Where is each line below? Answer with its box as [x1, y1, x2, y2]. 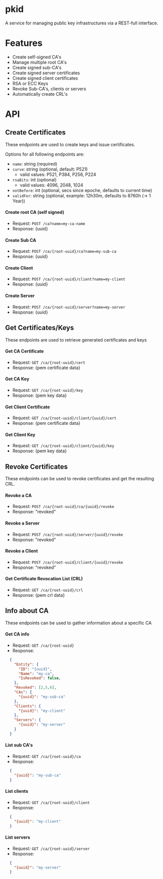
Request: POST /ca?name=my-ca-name [12, 220, 85, 226]
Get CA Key [5, 376, 30, 382]
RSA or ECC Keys [12, 80, 48, 86]
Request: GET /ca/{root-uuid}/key [12, 387, 83, 393]
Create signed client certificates [12, 75, 78, 81]
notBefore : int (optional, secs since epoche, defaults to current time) [12, 187, 153, 193]
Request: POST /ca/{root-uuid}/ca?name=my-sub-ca [12, 248, 117, 254]
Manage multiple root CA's [12, 59, 67, 65]
